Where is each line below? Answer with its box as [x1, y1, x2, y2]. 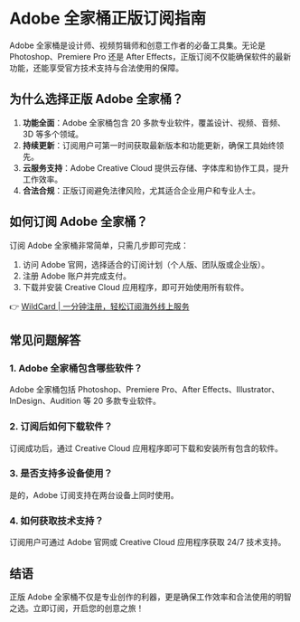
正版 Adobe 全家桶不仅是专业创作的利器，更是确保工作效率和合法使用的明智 [9, 591, 292, 602]
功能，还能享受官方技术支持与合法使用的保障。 [9, 62, 183, 73]
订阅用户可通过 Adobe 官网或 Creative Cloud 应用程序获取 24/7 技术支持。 [9, 537, 286, 548]
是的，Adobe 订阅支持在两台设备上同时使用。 [9, 489, 179, 500]
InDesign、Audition [9, 395, 81, 407]
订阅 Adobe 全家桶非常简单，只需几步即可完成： [9, 240, 190, 250]
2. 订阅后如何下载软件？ [9, 420, 113, 433]
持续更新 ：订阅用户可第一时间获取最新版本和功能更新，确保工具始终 [22, 139, 277, 150]
